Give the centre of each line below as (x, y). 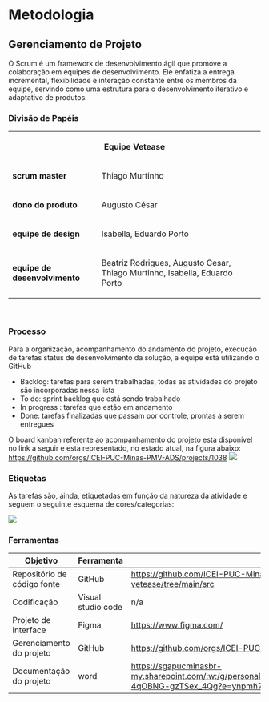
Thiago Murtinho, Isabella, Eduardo (167, 273)
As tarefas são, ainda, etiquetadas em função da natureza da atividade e (128, 495)
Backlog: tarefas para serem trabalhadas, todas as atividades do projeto (139, 381)
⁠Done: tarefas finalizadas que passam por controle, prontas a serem (132, 415)
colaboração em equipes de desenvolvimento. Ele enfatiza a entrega (121, 72)
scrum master (40, 176)
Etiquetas (27, 478)
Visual (90, 597)
